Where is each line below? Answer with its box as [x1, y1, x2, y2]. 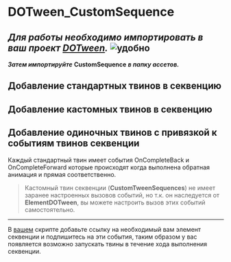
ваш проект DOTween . [8, 42, 108, 53]
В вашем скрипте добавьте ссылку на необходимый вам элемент [8, 225, 202, 233]
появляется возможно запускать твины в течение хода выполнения [8, 239, 208, 248]
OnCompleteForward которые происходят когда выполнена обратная [8, 163, 210, 171]
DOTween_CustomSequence [8, 4, 175, 20]
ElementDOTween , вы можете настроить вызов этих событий [24, 198, 206, 206]
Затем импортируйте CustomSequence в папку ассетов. [8, 60, 180, 69]
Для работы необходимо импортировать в [8, 32, 204, 43]
